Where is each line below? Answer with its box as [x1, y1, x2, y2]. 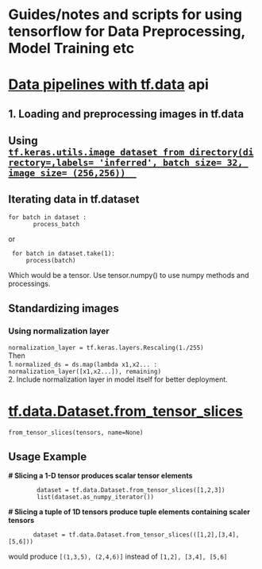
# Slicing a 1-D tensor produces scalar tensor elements [8, 471, 193, 481]
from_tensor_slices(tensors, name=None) [8, 429, 144, 436]
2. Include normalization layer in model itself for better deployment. [8, 375, 228, 384]
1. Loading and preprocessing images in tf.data [8, 107, 245, 121]
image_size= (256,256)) [8, 167, 126, 179]
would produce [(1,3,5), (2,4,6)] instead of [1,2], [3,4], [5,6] [8, 552, 228, 561]
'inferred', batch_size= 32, [98, 157, 244, 168]
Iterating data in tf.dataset [8, 192, 141, 206]
